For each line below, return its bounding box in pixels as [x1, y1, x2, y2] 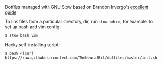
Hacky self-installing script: [5, 42, 60, 48]
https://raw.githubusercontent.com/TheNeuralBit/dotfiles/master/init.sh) [5, 55, 160, 60]
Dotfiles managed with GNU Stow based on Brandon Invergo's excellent [5, 4, 149, 10]
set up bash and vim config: [5, 24, 61, 30]
